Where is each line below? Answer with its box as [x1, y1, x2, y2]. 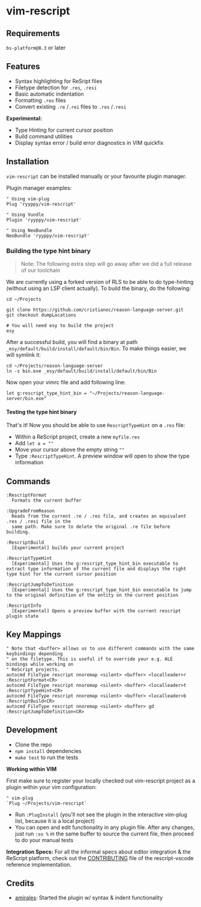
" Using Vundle [6, 212, 44, 218]
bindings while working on [6, 661, 74, 667]
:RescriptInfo [6, 603, 42, 609]
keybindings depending [6, 651, 63, 657]
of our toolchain [20, 266, 61, 274]
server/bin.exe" [6, 395, 47, 401]
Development [6, 725, 58, 735]
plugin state [6, 613, 39, 619]
